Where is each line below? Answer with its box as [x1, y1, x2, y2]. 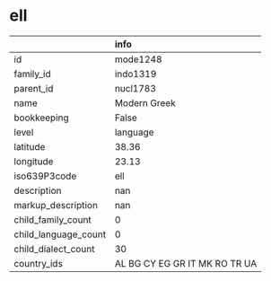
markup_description [13, 198, 99, 211]
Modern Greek [114, 96, 177, 109]
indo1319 [114, 67, 157, 80]
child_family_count [13, 213, 92, 225]
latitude [13, 140, 46, 153]
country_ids [13, 257, 63, 269]
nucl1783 [114, 82, 157, 94]
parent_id [13, 82, 54, 94]
